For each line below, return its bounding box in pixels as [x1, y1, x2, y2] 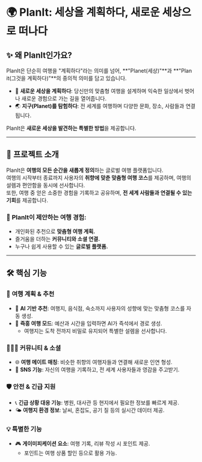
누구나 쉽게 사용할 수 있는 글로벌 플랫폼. [14, 243, 108, 250]
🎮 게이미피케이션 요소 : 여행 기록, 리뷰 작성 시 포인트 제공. [14, 440, 150, 447]
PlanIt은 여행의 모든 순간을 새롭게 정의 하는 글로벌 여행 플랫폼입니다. [6, 166, 164, 174]
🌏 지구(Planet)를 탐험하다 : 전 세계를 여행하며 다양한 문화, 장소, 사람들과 [14, 103, 185, 109]
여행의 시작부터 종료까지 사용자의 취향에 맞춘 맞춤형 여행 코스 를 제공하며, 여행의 [6, 174, 191, 181]
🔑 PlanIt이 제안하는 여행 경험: [6, 213, 87, 221]
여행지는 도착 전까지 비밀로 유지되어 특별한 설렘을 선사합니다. [23, 327, 167, 334]
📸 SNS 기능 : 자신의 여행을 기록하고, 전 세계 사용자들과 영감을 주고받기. [14, 366, 180, 373]
